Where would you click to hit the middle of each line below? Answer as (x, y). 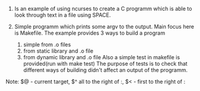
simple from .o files (47, 45)
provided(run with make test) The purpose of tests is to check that (105, 63)
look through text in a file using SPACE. (62, 15)
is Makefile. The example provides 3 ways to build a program (90, 33)
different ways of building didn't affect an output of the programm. (105, 70)
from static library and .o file (58, 51)
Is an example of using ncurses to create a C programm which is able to (103, 9)
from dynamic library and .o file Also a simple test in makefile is (102, 57)
